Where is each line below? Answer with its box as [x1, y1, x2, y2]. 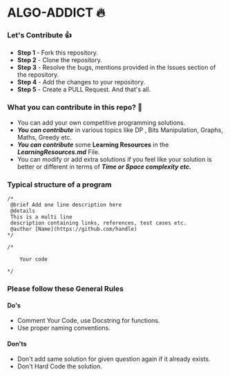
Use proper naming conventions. [17, 323, 111, 332]
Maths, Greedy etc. [17, 133, 73, 141]
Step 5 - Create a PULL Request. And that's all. [17, 85, 151, 94]
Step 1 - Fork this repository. [17, 48, 99, 57]
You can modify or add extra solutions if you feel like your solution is [17, 155, 212, 163]
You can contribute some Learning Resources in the [17, 140, 169, 149]
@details [10, 207, 36, 215]
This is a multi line [10, 214, 73, 220]
